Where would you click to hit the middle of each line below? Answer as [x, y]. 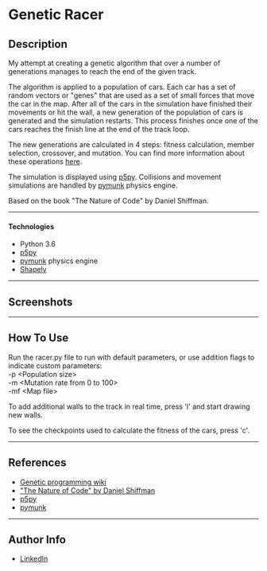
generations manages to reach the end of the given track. [103, 72]
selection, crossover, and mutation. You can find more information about [126, 153]
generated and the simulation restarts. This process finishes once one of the [133, 120]
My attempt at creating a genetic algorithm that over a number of [114, 63]
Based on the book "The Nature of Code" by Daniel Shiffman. [108, 201]
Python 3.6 [37, 244]
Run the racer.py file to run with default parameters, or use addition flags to [132, 357]
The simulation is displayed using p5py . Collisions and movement [115, 177]
